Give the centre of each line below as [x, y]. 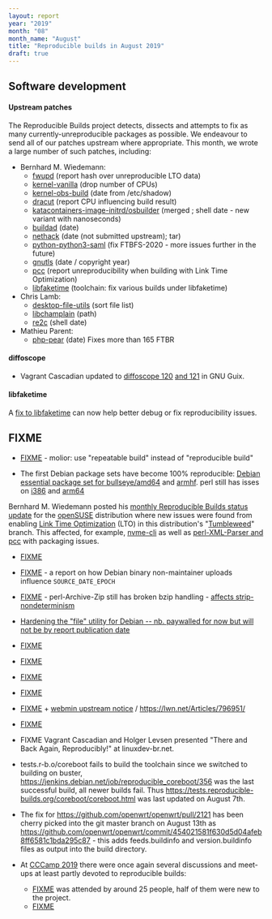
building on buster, [51, 773]
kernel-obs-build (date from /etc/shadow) [102, 192]
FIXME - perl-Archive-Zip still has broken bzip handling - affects [127, 597]
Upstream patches [40, 107]
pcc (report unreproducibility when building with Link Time [130, 270]
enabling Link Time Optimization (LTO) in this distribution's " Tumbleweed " [132, 524]
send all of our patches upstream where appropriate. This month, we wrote [134, 142]
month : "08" [28, 31]
